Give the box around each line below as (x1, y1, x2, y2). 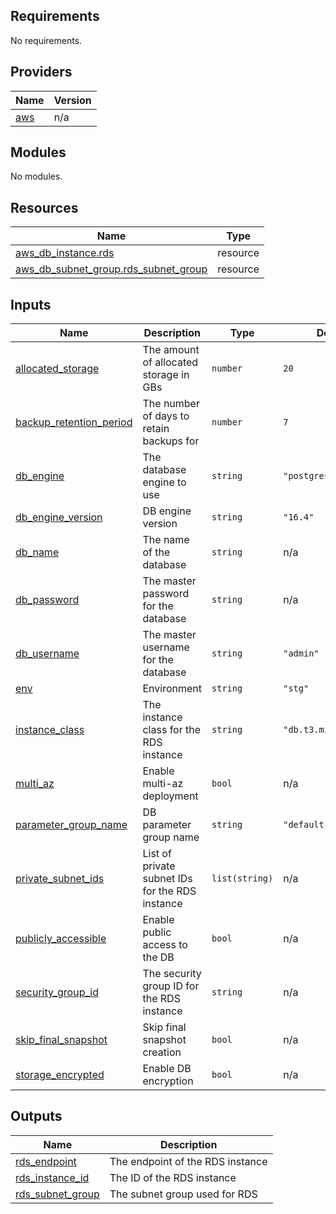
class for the (142, 723, 202, 737)
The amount (142, 343, 200, 357)
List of (142, 847, 172, 861)
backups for (142, 434, 200, 448)
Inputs (10, 296, 52, 313)
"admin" (283, 648, 320, 659)
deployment (142, 789, 199, 803)
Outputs (10, 1108, 63, 1125)
